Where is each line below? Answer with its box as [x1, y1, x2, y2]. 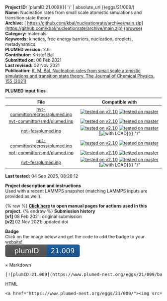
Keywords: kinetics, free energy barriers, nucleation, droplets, [5, 36, 133, 42]
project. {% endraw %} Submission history [5, 208, 95, 214]
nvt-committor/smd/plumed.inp [8, 118, 74, 124]
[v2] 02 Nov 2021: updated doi [5, 218, 68, 224]
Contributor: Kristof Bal [5, 52, 54, 58]
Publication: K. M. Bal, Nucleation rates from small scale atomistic [5, 68, 141, 74]
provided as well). [5, 193, 42, 199]
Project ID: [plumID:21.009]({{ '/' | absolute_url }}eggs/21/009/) [5, 4, 135, 10]
